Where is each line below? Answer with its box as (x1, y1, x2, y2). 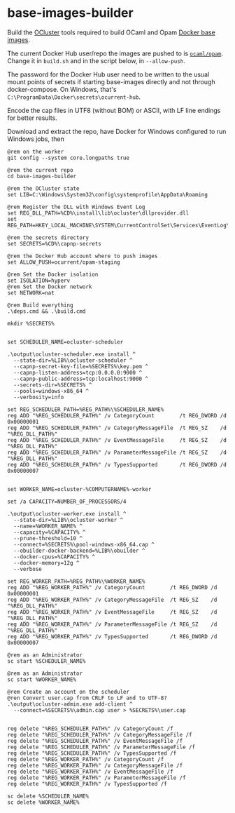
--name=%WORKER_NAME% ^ (13, 523, 83, 530)
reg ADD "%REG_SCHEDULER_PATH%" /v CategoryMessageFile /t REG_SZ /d (7, 424, 227, 431)
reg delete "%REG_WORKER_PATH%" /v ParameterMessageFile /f (7, 774, 187, 781)
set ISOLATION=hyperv (7, 277, 71, 284)
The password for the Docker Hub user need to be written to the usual (7, 70, 210, 79)
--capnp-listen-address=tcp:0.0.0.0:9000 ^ (13, 369, 142, 376)
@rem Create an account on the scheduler (7, 688, 130, 695)
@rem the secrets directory (7, 234, 90, 241)
